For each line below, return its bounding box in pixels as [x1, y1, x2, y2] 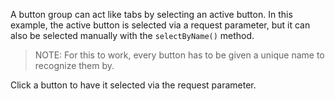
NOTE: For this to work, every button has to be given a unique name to [34, 49, 325, 61]
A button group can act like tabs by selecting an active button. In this [10, 9, 293, 20]
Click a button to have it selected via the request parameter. [10, 79, 257, 91]
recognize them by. [34, 60, 115, 71]
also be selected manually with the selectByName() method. [10, 30, 255, 41]
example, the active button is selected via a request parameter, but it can [10, 19, 311, 31]
